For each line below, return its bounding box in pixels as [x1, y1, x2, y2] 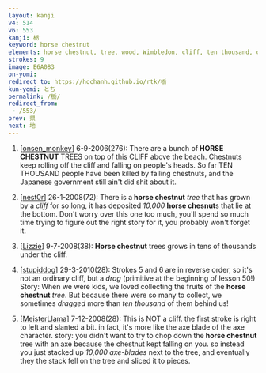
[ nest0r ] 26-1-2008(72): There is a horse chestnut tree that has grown [19, 192, 251, 202]
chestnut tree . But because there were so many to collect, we [19, 290, 222, 300]
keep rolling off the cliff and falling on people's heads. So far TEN [19, 160, 234, 170]
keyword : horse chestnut [8, 41, 90, 49]
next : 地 [8, 122, 36, 130]
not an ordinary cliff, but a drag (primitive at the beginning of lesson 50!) [19, 273, 256, 283]
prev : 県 [8, 115, 36, 122]
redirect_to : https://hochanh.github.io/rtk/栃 [8, 77, 167, 85]
